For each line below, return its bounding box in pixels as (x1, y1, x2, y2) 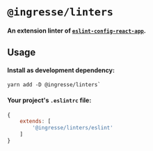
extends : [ (19, 118, 51, 125)
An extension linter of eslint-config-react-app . (7, 26, 146, 35)
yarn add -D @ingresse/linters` (7, 81, 101, 88)
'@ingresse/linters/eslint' (32, 125, 113, 132)
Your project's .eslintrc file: (7, 96, 92, 104)
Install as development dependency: (7, 65, 115, 74)
